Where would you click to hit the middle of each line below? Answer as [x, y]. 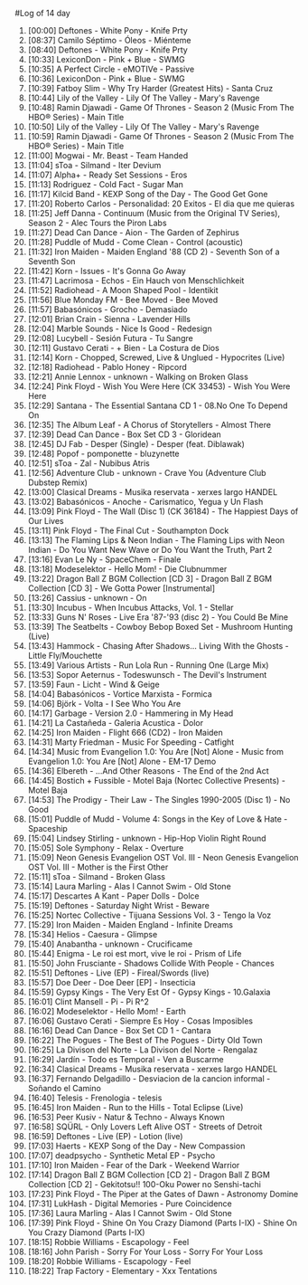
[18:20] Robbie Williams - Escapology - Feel [109, 1261]
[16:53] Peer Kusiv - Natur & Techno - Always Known [126, 1117]
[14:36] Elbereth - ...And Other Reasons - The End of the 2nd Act [148, 771]
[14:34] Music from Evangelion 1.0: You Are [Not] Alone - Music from [155, 752]
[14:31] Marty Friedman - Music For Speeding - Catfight [131, 742]
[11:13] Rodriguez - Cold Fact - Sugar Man [106, 184]
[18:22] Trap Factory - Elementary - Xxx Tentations [122, 1271]
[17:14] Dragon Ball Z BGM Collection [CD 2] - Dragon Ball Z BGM [149, 1175]
